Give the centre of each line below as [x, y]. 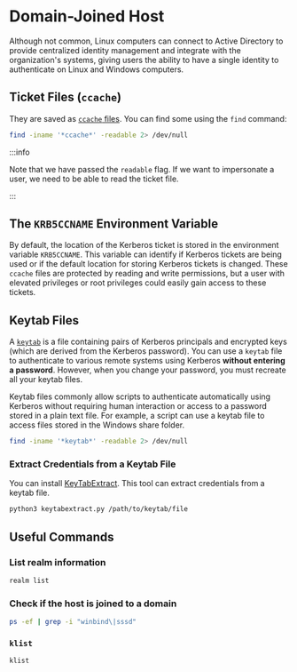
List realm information [58, 562]
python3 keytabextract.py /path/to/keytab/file [99, 509]
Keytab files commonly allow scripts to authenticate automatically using [140, 396]
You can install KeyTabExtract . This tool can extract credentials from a [137, 484]
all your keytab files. [46, 380]
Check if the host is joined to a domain [93, 604]
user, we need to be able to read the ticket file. [94, 179]
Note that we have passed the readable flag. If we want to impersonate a [142, 169]
